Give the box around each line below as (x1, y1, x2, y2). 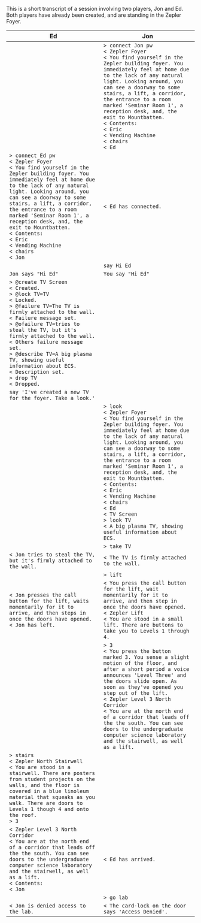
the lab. (9, 909, 34, 915)
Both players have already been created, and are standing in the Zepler (6, 11, 181, 19)
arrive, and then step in (103, 598, 178, 604)
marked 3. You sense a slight (103, 654, 190, 661)
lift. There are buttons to (103, 622, 184, 628)
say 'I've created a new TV (9, 389, 89, 395)
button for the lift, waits (9, 598, 89, 604)
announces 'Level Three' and (103, 672, 187, 679)
